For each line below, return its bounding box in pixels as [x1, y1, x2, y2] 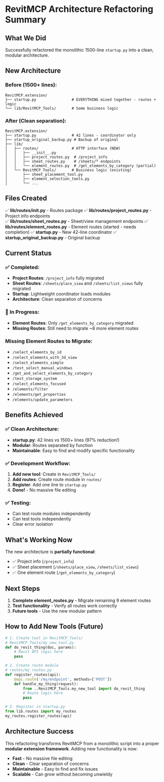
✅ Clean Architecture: [5, 426, 59, 432]
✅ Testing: [5, 499, 31, 506]
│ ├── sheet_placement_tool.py [5, 172, 83, 177]
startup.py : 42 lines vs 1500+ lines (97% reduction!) [12, 437, 120, 443]
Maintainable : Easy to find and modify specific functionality [12, 447, 135, 453]
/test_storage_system [12, 376, 57, 381]
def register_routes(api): [5, 672, 61, 677]
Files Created [5, 194, 47, 203]
